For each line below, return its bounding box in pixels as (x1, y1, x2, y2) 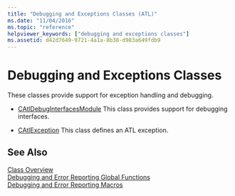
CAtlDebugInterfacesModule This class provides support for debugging (17, 104, 228, 114)
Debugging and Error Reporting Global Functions (7, 173, 151, 181)
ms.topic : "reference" (7, 23, 75, 31)
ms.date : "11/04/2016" (7, 17, 75, 24)
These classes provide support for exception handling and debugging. (7, 91, 214, 99)
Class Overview (7, 165, 53, 174)
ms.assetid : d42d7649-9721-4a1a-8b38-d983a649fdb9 (7, 37, 161, 44)
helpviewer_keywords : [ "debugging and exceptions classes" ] (7, 30, 190, 38)
